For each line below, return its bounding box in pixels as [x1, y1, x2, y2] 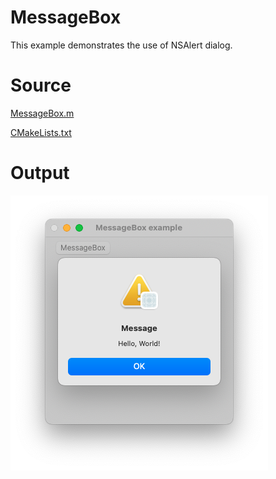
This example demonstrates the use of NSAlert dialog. [10, 39, 233, 51]
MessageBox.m [10, 107, 75, 119]
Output [10, 162, 70, 185]
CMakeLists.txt [10, 126, 72, 138]
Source [10, 74, 72, 97]
